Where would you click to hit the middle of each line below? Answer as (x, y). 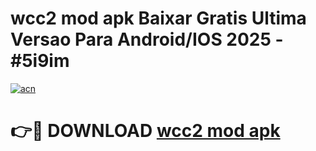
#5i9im (40, 61)
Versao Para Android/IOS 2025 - (147, 39)
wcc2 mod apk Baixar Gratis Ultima (158, 18)
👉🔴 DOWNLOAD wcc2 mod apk (145, 131)
